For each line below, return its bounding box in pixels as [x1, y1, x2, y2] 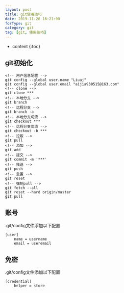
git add [5, 147, 21, 152]
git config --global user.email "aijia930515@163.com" [5, 81, 120, 86]
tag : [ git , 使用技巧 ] [5, 30, 47, 35]
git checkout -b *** [5, 128, 48, 133]
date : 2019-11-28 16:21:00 [5, 16, 60, 21]
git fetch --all [5, 185, 38, 190]
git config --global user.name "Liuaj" [5, 77, 87, 82]
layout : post [5, 7, 32, 12]
